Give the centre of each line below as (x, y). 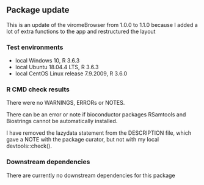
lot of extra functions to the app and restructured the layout (81, 31)
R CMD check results (38, 89)
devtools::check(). (29, 146)
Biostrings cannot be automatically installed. (62, 121)
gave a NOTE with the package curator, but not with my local (83, 140)
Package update (38, 10)
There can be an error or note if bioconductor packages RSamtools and (96, 115)
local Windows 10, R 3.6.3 (47, 61)
